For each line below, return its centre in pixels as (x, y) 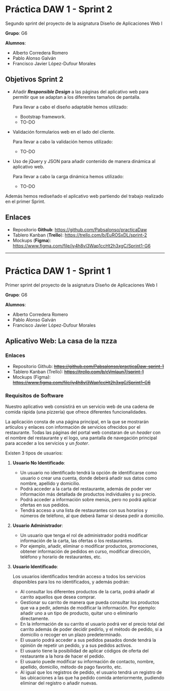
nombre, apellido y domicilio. (50, 483)
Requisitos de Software (34, 396)
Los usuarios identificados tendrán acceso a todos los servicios (79, 577)
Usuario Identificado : (35, 567)
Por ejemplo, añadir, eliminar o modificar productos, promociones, (89, 546)
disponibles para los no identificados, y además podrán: (71, 582)
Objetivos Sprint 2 (34, 79)
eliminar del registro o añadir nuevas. (59, 683)
